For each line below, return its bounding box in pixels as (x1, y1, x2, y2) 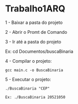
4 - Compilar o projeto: (5, 58, 52, 64)
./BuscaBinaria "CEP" (5, 86, 50, 91)
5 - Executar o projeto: (5, 76, 51, 82)
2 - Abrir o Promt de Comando (5, 29, 68, 35)
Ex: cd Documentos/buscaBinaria (5, 48, 74, 54)
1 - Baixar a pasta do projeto (5, 19, 63, 25)
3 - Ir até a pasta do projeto (5, 38, 61, 45)
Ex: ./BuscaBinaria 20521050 (5, 95, 66, 100)
